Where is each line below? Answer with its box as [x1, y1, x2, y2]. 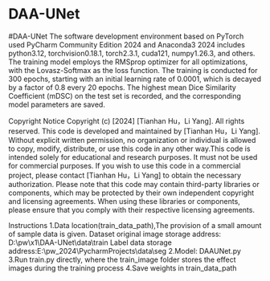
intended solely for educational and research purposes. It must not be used [8, 152, 258, 161]
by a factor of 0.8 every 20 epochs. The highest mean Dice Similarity [8, 82, 237, 92]
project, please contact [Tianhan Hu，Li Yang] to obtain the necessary [8, 170, 242, 180]
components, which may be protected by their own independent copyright [8, 188, 255, 198]
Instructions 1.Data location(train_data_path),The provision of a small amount [8, 220, 262, 230]
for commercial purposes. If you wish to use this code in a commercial [8, 161, 241, 170]
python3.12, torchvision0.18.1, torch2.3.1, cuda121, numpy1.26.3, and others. [8, 48, 256, 58]
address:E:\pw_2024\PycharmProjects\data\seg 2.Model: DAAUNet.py [8, 246, 241, 255]
